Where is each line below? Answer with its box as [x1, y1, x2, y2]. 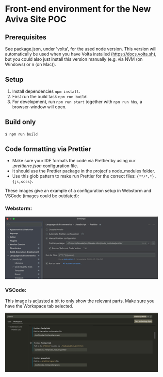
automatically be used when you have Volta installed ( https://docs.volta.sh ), [5, 51, 157, 57]
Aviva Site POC [5, 14, 67, 25]
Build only [5, 118, 36, 126]
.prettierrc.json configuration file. [12, 163, 79, 169]
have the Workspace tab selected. [5, 303, 74, 309]
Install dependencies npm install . [12, 88, 80, 94]
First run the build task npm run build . [12, 93, 88, 99]
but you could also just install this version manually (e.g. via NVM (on [5, 56, 143, 62]
